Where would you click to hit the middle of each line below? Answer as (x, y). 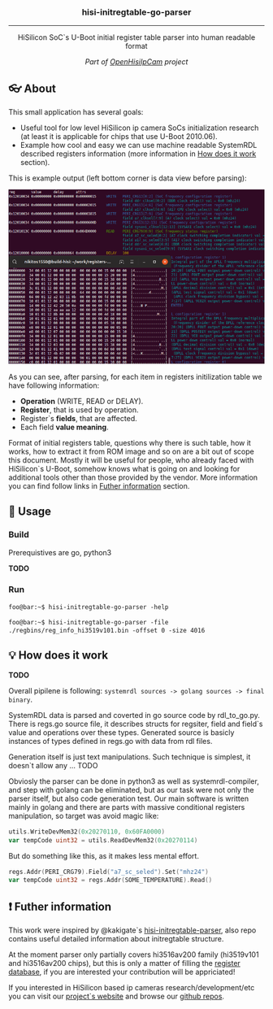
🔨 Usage (30, 512)
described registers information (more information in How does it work (138, 154)
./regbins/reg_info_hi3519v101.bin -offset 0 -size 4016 (107, 630)
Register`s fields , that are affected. (78, 418)
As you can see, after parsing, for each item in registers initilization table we (135, 376)
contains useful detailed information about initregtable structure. (116, 939)
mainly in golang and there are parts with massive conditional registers (127, 807)
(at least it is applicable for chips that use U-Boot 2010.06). (119, 137)
